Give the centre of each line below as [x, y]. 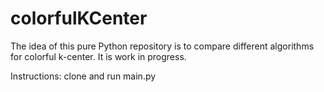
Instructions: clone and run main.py [83, 76]
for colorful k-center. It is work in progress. [98, 56]
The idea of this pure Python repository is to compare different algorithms [162, 46]
